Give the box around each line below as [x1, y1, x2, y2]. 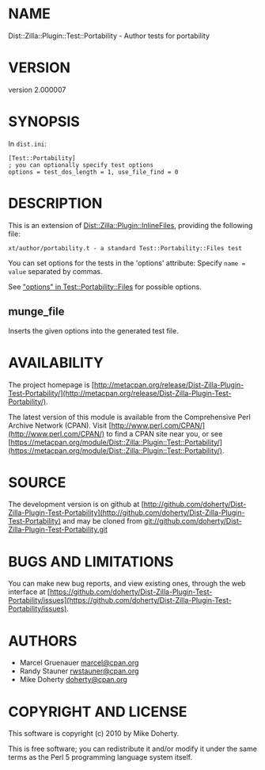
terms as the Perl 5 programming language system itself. [8, 753, 192, 762]
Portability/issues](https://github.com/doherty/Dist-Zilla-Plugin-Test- [8, 596, 232, 605]
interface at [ [8, 587, 51, 597]
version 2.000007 [8, 85, 66, 94]
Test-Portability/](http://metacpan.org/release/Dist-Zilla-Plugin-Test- [8, 388, 232, 398]
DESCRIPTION [8, 195, 103, 212]
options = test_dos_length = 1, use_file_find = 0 [8, 168, 179, 176]
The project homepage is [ [8, 379, 95, 389]
